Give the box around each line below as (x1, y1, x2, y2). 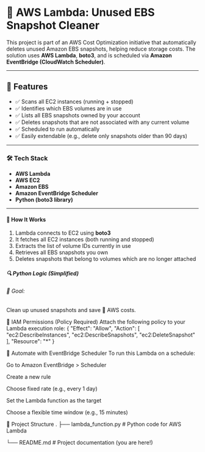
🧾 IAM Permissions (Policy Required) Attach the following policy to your (6, 318, 186, 326)
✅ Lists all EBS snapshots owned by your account (15, 111, 140, 118)
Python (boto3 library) (15, 196, 73, 203)
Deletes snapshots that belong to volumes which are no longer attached (15, 255, 196, 263)
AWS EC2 (15, 177, 40, 184)
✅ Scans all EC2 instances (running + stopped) (15, 98, 134, 105)
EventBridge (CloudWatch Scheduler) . (6, 58, 106, 65)
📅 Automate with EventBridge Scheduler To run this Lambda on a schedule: (6, 349, 195, 357)
